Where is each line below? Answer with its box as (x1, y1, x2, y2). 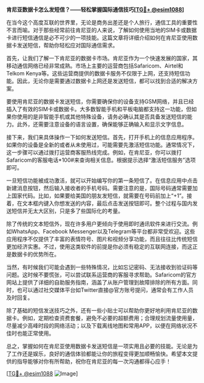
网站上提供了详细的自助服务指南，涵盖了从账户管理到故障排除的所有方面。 (6, 279, 192, 286)
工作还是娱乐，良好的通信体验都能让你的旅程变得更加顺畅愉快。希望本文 (11, 350, 192, 357)
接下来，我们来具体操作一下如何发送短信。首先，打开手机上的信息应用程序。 (6, 134, 198, 140)
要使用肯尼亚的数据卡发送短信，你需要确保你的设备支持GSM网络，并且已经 (6, 98, 194, 105)
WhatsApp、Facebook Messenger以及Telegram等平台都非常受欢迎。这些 (11, 228, 195, 235)
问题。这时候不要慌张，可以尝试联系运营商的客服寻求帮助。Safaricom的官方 (6, 271, 197, 278)
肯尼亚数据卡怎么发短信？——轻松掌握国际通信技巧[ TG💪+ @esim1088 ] (6, 6, 185, 13)
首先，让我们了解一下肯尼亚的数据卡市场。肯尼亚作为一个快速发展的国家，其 (6, 55, 198, 61)
